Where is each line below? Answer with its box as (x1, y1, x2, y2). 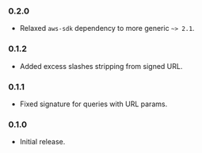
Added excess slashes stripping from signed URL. (19, 61, 183, 71)
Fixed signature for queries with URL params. (19, 99, 168, 109)
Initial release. (19, 137, 66, 147)
